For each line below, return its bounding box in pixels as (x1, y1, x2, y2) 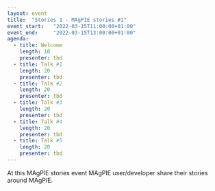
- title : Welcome (13, 42, 63, 49)
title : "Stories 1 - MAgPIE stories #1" (7, 16, 127, 23)
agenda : (7, 36, 29, 42)
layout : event (7, 10, 48, 17)
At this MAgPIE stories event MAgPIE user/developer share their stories (7, 168, 208, 177)
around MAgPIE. (7, 176, 53, 184)
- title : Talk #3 (13, 99, 63, 106)
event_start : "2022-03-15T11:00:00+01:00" (7, 23, 136, 29)
